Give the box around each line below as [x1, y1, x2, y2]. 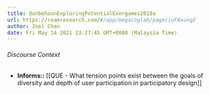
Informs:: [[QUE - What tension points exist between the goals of [17, 71, 204, 80]
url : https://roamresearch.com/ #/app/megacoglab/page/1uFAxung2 [7, 16, 196, 23]
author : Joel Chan [7, 23, 60, 30]
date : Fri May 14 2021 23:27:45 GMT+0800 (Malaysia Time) [7, 29, 178, 36]
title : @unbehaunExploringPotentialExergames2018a [7, 10, 156, 17]
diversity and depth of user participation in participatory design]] [17, 79, 202, 87]
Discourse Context [7, 50, 60, 58]
